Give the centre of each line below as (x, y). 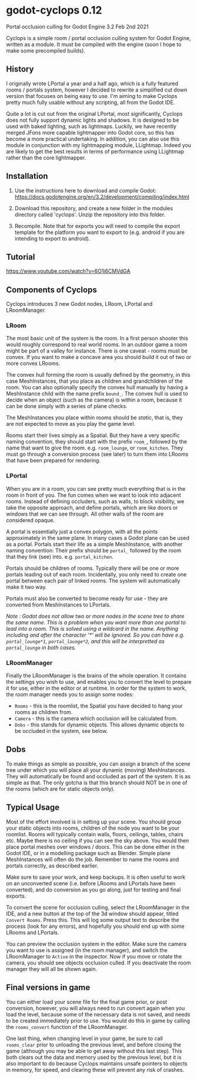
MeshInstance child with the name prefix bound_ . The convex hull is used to (97, 394)
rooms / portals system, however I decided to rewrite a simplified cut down (97, 90)
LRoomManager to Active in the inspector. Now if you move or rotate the (94, 956)
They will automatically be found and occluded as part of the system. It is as (98, 776)
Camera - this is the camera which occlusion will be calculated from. (96, 719)
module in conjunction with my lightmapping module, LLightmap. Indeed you (99, 145)
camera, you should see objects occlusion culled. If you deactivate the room (98, 963)
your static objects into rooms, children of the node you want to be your (93, 828)
